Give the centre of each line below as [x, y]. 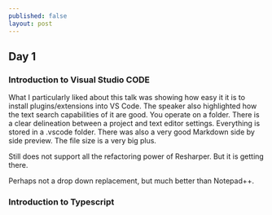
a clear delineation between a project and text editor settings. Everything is [134, 124]
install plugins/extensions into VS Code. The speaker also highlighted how [133, 106]
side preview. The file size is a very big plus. [83, 141]
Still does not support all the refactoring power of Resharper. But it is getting [136, 156]
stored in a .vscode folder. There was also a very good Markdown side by [132, 132]
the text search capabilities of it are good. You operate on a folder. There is [134, 115]
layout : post [31, 24]
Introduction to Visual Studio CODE [79, 80]
